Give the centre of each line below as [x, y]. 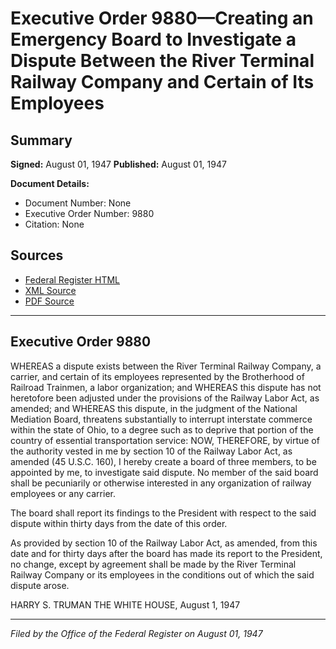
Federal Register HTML [72, 279]
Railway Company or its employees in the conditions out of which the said [162, 574]
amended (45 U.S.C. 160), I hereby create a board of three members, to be [163, 461]
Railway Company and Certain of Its [162, 82]
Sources [37, 255]
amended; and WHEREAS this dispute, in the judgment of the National [154, 408]
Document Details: [50, 183]
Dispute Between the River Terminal [162, 61]
